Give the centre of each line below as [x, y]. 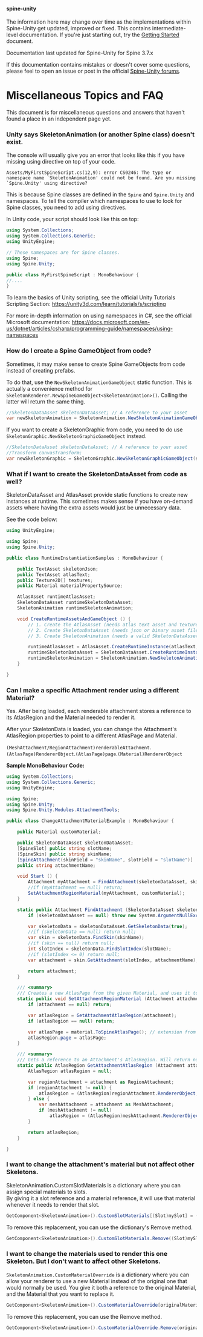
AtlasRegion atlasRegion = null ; [70, 1071]
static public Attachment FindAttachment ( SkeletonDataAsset [95, 910]
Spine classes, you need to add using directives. [66, 207]
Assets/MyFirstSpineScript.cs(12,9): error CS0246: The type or [89, 173]
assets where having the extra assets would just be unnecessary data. [94, 508]
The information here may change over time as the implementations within [99, 22]
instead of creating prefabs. [41, 370]
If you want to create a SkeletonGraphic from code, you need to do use [95, 430]
